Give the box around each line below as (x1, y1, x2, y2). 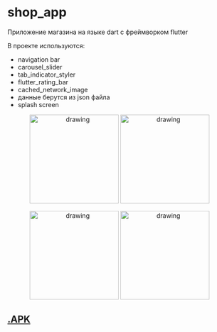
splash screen (17, 100, 59, 109)
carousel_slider (17, 62, 63, 71)
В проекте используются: (7, 41, 85, 50)
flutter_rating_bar (17, 77, 69, 86)
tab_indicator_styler (17, 70, 76, 79)
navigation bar (17, 55, 60, 64)
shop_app (7, 4, 67, 21)
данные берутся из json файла (17, 93, 110, 101)
